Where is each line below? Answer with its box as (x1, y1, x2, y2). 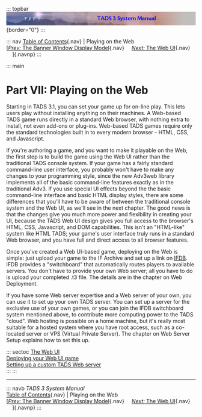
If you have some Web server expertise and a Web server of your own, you (6, 292, 192, 299)
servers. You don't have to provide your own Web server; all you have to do (6, 268, 193, 275)
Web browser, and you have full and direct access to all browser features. (6, 236, 189, 243)
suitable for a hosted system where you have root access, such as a (6, 324, 175, 331)
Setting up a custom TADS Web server (6, 361, 102, 368)
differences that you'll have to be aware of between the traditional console (6, 198, 191, 205)
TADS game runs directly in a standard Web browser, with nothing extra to (6, 116, 190, 123)
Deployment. (6, 280, 38, 287)
